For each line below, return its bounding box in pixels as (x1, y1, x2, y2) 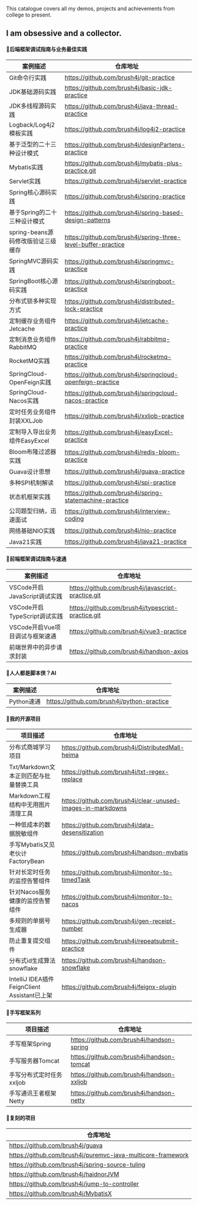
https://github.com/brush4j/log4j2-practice (64, 125, 186, 133)
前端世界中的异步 (9, 643, 57, 651)
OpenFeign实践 (9, 378, 52, 386)
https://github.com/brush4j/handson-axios (69, 647, 189, 655)
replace (61, 775, 82, 783)
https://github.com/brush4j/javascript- (69, 584, 177, 592)
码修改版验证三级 (9, 237, 57, 245)
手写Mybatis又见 (9, 841, 55, 849)
